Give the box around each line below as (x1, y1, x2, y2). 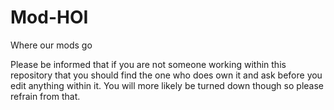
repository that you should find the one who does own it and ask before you (10, 69, 323, 81)
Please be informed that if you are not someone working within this (10, 58, 287, 70)
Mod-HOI (10, 6, 89, 29)
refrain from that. (10, 90, 81, 102)
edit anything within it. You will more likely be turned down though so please (10, 79, 324, 91)
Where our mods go (10, 39, 93, 51)
